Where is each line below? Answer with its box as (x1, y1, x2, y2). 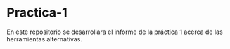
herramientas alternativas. (6, 35, 82, 43)
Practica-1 (6, 5, 68, 21)
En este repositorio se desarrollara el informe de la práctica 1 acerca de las (6, 28, 223, 36)
